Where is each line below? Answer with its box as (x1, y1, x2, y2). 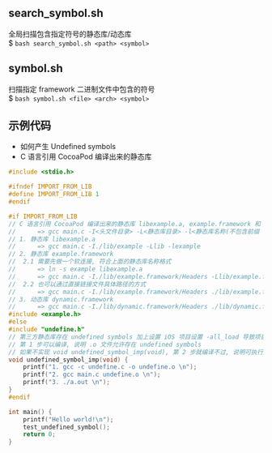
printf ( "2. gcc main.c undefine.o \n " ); (23, 370, 161, 379)
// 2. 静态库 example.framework (8, 250, 114, 259)
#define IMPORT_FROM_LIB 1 (8, 190, 100, 199)
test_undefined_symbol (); (23, 423, 111, 431)
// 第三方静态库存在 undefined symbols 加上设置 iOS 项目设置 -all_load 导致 (8, 332, 255, 341)
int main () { (8, 408, 53, 416)
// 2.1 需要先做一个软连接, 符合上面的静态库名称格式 (8, 258, 172, 266)
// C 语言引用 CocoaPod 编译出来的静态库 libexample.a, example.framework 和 (8, 220, 261, 228)
